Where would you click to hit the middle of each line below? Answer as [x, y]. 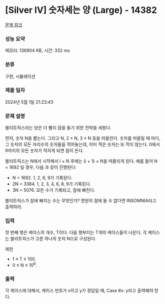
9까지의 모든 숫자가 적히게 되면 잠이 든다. [45, 151]
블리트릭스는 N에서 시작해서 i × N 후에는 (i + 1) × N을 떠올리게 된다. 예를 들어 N [81, 161]
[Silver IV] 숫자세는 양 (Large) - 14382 [81, 10]
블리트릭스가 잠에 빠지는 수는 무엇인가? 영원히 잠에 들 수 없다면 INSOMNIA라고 [81, 201]
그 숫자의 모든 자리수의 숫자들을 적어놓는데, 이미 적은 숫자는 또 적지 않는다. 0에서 [82, 144]
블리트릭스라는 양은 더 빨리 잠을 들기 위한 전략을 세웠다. [58, 128]
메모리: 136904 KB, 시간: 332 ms [37, 50]
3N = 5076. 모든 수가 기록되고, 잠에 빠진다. [54, 190]
